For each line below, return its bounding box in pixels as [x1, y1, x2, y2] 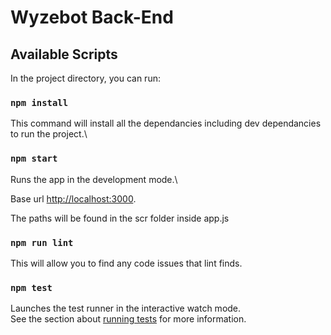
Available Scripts [10, 46, 118, 63]
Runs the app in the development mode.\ [10, 173, 178, 185]
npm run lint [10, 237, 74, 248]
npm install [10, 97, 69, 108]
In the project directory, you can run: [10, 72, 161, 84]
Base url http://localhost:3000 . [10, 192, 137, 205]
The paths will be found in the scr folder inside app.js [10, 212, 230, 224]
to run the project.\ [10, 128, 88, 140]
